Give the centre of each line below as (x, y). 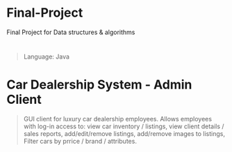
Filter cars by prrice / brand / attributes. (80, 142)
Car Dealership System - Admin (99, 85)
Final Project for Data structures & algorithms (71, 32)
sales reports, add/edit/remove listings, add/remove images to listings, (124, 134)
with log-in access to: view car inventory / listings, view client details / (124, 126)
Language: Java (47, 56)
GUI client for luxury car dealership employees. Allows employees (118, 119)
